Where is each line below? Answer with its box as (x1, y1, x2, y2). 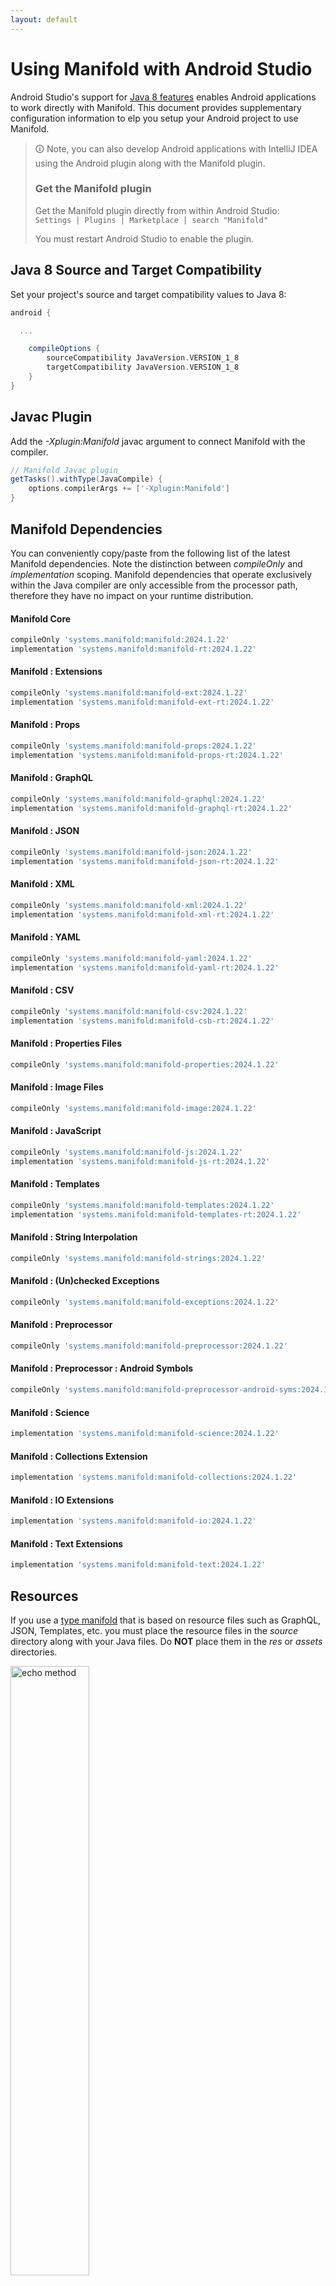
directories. (10, 1646, 58, 1658)
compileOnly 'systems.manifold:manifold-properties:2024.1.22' (10, 1059, 280, 1070)
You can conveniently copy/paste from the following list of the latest (10, 547, 291, 559)
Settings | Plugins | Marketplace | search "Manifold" (34, 215, 269, 225)
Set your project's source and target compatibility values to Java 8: (10, 288, 287, 300)
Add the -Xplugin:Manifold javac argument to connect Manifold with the (10, 435, 306, 447)
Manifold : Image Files (10, 1081, 104, 1093)
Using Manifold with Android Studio (10, 57, 313, 80)
